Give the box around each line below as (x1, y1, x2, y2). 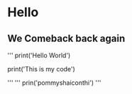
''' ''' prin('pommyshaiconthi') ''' (7, 78, 101, 87)
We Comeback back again (7, 33, 126, 45)
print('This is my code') (7, 65, 76, 73)
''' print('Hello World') (7, 51, 71, 59)
